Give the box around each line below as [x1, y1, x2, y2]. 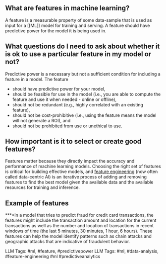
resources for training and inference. [5, 184, 80, 190]
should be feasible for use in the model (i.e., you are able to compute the [12, 91, 161, 97]
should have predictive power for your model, [12, 86, 106, 91]
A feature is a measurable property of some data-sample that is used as [5, 17, 152, 23]
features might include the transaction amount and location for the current [5, 217, 157, 223]
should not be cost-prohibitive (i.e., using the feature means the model [12, 112, 157, 118]
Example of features [5, 199, 69, 207]
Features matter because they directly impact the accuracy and [5, 158, 135, 164]
